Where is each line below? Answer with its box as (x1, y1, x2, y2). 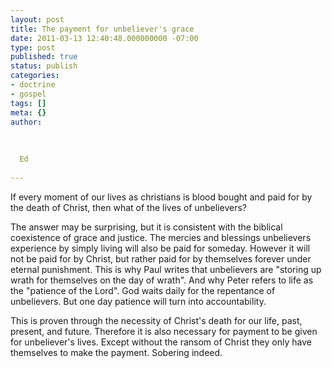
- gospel (10, 89, 47, 99)
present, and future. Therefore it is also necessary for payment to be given (10, 325, 318, 337)
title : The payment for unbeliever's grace (10, 24, 195, 34)
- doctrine (10, 80, 56, 90)
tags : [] (10, 98, 47, 108)
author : (10, 117, 43, 127)
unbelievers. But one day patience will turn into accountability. (10, 295, 267, 307)
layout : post (10, 14, 65, 25)
